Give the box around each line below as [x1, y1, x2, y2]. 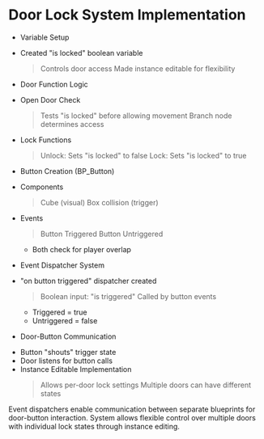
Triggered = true [32, 307, 87, 317]
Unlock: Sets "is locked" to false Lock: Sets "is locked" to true [40, 150, 247, 160]
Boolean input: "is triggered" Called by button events [40, 291, 217, 301]
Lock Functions [19, 135, 72, 145]
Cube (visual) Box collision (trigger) [40, 197, 160, 207]
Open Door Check [19, 95, 81, 104]
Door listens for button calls [19, 356, 113, 365]
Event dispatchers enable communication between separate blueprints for [8, 404, 256, 414]
